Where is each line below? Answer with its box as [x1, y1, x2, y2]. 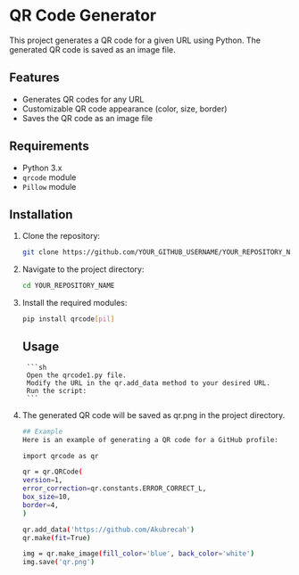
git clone [21, 248, 60, 257]
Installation [9, 207, 73, 222]
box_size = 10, [21, 492, 71, 502]
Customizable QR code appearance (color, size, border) [21, 103, 228, 114]
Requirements [9, 139, 89, 154]
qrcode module [21, 171, 77, 183]
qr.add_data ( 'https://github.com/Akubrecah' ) [21, 525, 195, 534]
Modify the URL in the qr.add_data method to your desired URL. [26, 378, 270, 388]
